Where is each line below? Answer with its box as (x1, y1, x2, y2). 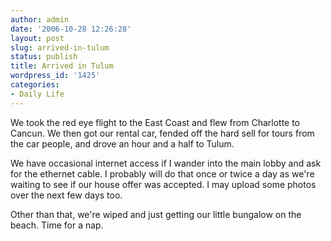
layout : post (10, 33, 65, 43)
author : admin (10, 14, 70, 25)
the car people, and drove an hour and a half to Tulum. (10, 137, 235, 150)
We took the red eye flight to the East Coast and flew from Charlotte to (10, 116, 301, 128)
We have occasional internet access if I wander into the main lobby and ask (10, 157, 322, 169)
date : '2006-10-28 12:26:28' (10, 24, 132, 34)
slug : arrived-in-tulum (10, 42, 110, 53)
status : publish (10, 52, 78, 62)
